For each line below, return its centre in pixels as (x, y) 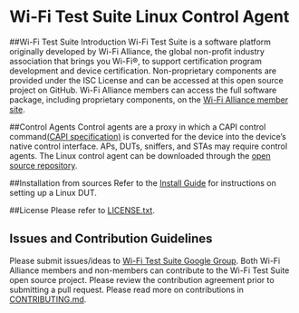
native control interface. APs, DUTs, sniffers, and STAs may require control (149, 146)
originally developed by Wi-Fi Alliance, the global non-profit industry (137, 51)
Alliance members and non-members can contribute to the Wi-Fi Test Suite (149, 270)
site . (17, 109)
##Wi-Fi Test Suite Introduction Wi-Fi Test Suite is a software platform (140, 42)
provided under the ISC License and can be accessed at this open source (146, 80)
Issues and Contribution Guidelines (111, 239)
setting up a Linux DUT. (53, 192)
